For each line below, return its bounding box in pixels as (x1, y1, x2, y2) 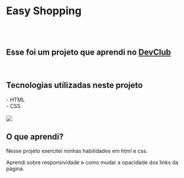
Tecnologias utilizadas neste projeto (6, 80, 143, 90)
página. (6, 165, 25, 173)
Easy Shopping (6, 4, 82, 18)
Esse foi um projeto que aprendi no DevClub (6, 47, 172, 58)
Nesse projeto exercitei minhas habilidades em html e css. (6, 147, 148, 155)
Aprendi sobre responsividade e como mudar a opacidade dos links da (6, 159, 179, 166)
